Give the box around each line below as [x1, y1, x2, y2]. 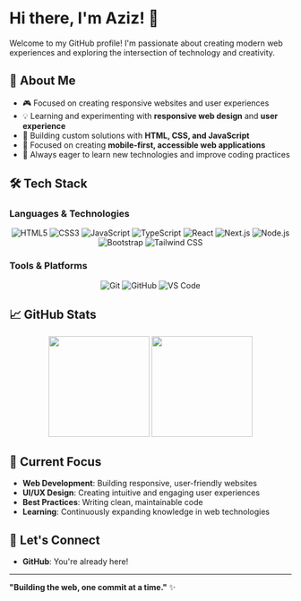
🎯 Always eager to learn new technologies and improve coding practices [21, 149, 290, 159]
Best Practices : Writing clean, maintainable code [21, 497, 203, 508]
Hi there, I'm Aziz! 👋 [9, 8, 159, 29]
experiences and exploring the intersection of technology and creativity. [9, 47, 276, 57]
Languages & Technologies [9, 208, 130, 220]
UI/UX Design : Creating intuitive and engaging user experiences [21, 487, 261, 498]
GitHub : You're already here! [21, 556, 129, 567]
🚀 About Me [9, 73, 76, 89]
